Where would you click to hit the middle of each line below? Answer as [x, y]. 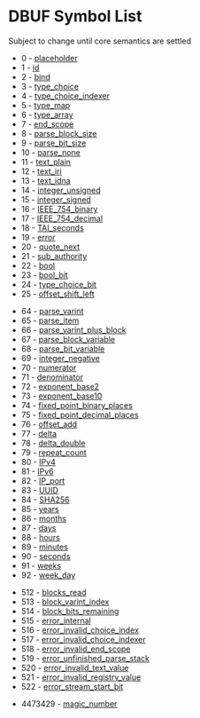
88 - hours [41, 537]
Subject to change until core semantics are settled [100, 41]
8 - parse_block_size [59, 133]
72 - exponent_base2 [60, 386]
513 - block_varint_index [65, 602]
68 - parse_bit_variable [63, 349]
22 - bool [38, 265]
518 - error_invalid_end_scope [76, 649]
